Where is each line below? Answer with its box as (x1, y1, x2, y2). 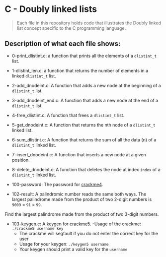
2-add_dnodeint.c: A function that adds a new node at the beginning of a (11, 82, 161, 88)
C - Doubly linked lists (4, 3, 97, 15)
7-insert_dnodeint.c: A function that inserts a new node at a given (11, 151, 146, 157)
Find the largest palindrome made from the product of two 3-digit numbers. (4, 211, 159, 217)
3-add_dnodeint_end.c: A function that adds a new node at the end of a (11, 97, 159, 103)
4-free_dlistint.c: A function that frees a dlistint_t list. (11, 112, 125, 118)
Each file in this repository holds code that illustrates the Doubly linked (16, 20, 162, 26)
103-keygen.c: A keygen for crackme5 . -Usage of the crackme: (11, 221, 141, 227)
